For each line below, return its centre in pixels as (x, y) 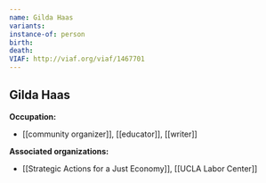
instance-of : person (48, 34)
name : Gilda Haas (41, 17)
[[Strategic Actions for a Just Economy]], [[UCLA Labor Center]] (140, 168)
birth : (21, 42)
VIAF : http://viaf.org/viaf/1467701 (77, 59)
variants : (28, 26)
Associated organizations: (59, 151)
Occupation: (32, 116)
